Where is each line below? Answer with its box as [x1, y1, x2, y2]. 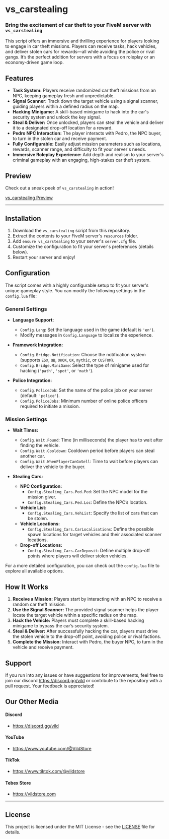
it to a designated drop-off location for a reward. [12, 125, 113, 131]
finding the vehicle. [20, 442, 60, 448]
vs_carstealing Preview [5, 195, 53, 201]
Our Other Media [5, 697, 59, 706]
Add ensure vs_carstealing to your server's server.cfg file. [12, 238, 137, 244]
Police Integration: [12, 377, 52, 383]
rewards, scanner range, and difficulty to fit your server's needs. [12, 146, 147, 152]
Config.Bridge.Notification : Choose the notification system [20, 352, 146, 358]
